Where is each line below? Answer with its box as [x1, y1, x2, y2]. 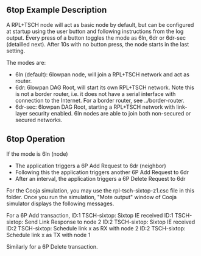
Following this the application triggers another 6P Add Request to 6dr [15, 168, 189, 176]
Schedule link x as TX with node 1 [6, 231, 91, 238]
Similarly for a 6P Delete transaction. [6, 243, 99, 250]
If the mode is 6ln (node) [6, 150, 68, 158]
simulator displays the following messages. [6, 200, 115, 207]
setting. [6, 47, 26, 54]
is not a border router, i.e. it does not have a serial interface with [15, 90, 176, 97]
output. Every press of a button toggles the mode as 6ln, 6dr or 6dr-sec [6, 34, 186, 42]
